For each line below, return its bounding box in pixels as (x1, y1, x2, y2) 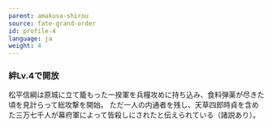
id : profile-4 (8, 27, 57, 35)
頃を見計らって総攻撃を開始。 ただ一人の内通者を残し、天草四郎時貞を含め (8, 100, 260, 110)
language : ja (8, 34, 53, 43)
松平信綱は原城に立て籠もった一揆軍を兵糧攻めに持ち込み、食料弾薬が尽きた (8, 90, 265, 99)
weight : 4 (8, 42, 42, 50)
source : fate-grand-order (8, 19, 96, 28)
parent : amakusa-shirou (8, 11, 89, 20)
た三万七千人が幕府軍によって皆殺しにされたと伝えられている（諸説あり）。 (8, 110, 261, 120)
